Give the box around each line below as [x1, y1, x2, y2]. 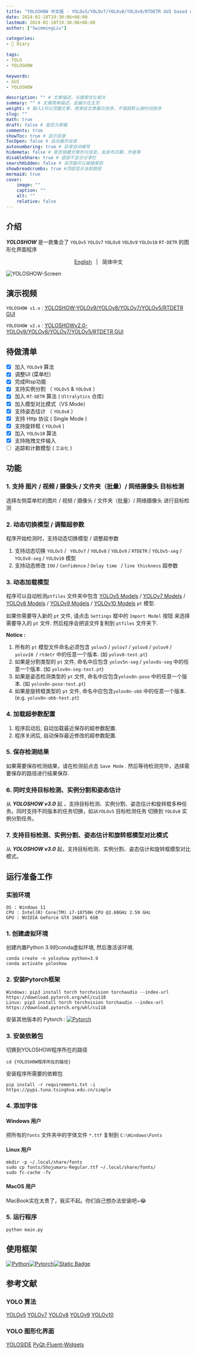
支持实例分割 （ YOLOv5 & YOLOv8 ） [14, 385, 98, 392]
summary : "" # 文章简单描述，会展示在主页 [6, 100, 100, 106]
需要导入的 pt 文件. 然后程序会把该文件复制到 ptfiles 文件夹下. [6, 620, 158, 627]
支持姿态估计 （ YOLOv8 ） [14, 408, 76, 415]
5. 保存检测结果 [6, 748, 49, 756]
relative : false [16, 199, 57, 204]
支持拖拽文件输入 [14, 437, 56, 444]
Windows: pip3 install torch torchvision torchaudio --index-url [6, 989, 169, 995]
